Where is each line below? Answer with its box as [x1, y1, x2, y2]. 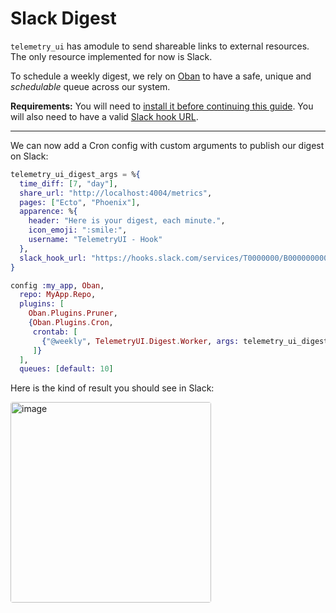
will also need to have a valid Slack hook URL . [10, 110, 199, 122]
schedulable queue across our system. [10, 80, 171, 92]
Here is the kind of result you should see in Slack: [10, 382, 215, 394]
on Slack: [10, 150, 49, 162]
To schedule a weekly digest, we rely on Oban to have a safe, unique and [10, 70, 312, 82]
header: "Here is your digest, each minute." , [28, 216, 226, 226]
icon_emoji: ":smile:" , [28, 225, 128, 236]
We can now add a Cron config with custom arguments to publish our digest [10, 139, 325, 151]
